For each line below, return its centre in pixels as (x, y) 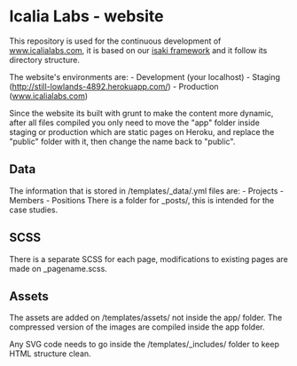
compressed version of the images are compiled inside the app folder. (137, 327)
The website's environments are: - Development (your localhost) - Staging (145, 76)
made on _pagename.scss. (59, 268)
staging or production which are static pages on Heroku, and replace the (142, 131)
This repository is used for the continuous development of (115, 41)
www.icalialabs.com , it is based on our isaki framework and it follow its (138, 50)
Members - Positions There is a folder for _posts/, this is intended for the (142, 200)
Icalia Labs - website (86, 16)
